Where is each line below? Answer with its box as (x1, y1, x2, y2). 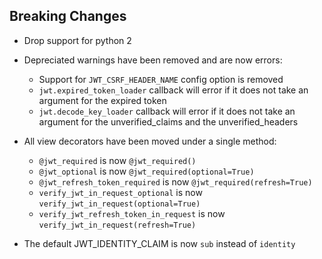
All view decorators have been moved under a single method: (23, 135, 277, 147)
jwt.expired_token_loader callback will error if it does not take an (38, 84, 309, 96)
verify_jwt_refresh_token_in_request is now (38, 207, 226, 219)
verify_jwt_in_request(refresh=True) (38, 220, 197, 230)
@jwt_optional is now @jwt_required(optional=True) (38, 165, 255, 177)
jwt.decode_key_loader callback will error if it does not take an (38, 105, 296, 117)
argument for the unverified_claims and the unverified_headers (38, 115, 299, 128)
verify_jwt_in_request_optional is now (38, 186, 203, 198)
